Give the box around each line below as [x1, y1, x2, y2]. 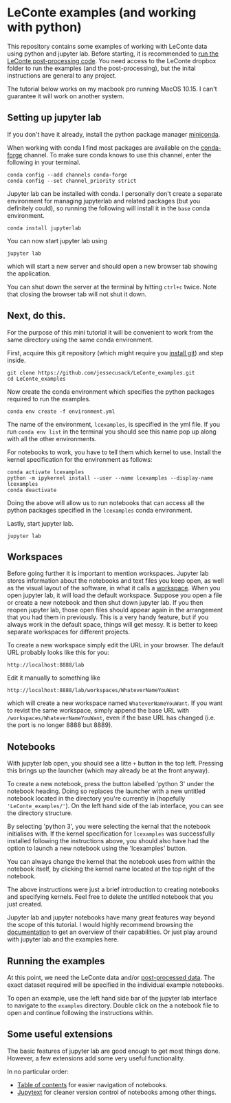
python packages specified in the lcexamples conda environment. [7, 506, 192, 514]
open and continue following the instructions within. [7, 1009, 154, 1016]
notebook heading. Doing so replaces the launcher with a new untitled [7, 787, 206, 795]
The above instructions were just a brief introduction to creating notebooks [7, 885, 219, 894]
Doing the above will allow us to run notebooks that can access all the [7, 498, 205, 506]
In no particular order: [7, 1067, 69, 1076]
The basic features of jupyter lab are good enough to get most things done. [7, 1047, 221, 1055]
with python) [7, 19, 82, 35]
